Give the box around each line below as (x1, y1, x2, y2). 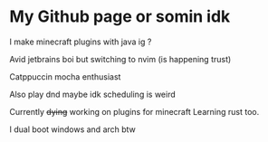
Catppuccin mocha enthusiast (9, 71, 121, 82)
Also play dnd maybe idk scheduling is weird (9, 89, 177, 99)
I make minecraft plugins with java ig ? (9, 36, 152, 47)
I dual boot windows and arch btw (9, 124, 136, 135)
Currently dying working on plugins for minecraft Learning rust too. (9, 106, 260, 117)
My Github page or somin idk (9, 6, 231, 27)
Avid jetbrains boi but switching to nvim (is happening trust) (9, 53, 232, 64)
